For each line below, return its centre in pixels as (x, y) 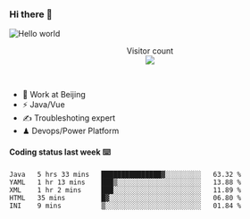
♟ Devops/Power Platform (71, 131)
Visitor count (150, 51)
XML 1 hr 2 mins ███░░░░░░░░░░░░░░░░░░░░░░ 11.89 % (125, 190)
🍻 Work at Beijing (54, 95)
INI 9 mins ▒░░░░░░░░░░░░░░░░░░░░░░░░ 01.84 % (125, 206)
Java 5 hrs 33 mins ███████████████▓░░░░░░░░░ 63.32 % (125, 174)
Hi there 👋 (31, 14)
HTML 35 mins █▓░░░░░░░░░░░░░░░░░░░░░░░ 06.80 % (125, 198)
